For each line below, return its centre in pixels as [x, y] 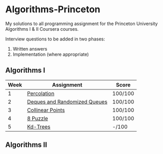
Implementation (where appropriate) [51, 54]
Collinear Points [46, 110]
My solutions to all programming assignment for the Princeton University [81, 24]
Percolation [41, 93]
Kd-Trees [39, 126]
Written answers [30, 49]
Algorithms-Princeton [53, 9]
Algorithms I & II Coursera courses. [42, 29]
